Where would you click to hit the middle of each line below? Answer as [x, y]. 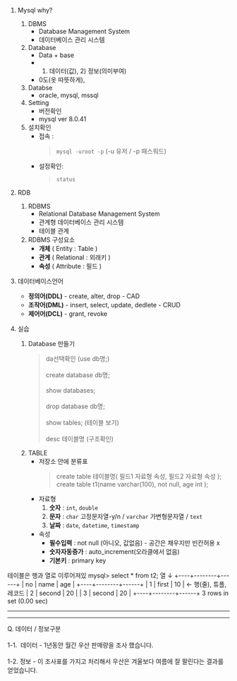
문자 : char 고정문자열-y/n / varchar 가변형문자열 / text [126, 516]
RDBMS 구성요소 [51, 240]
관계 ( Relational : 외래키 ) [74, 257]
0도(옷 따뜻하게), [62, 80]
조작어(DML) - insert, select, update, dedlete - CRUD [104, 305]
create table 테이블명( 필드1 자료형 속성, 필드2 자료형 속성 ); [139, 476]
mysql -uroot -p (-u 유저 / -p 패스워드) [111, 151]
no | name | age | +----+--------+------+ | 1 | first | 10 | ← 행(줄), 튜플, [126, 584]
